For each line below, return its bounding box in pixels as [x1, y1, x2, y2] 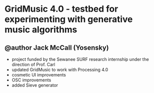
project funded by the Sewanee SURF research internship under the [11, 56, 149, 62]
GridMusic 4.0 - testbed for [4, 3, 118, 15]
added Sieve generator [11, 82, 58, 88]
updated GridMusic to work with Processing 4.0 [11, 67, 108, 73]
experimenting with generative [4, 14, 133, 25]
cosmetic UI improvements [11, 72, 66, 77]
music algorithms [4, 24, 77, 35]
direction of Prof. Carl [11, 62, 55, 67]
